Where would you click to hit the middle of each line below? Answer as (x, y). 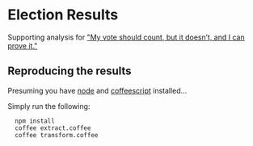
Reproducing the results (70, 71)
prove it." (23, 45)
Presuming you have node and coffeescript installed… (97, 90)
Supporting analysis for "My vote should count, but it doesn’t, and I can (126, 37)
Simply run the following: (49, 106)
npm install (35, 121)
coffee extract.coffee (53, 128)
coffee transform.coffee (57, 135)
